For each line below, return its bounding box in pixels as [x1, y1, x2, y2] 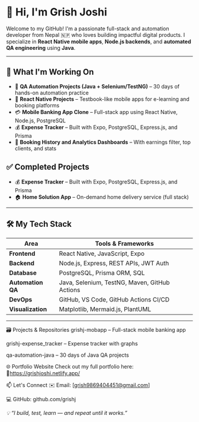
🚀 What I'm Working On [6, 67, 94, 77]
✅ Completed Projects [6, 162, 90, 172]
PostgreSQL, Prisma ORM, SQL [59, 269, 145, 277]
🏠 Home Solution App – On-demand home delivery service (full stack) [14, 193, 189, 201]
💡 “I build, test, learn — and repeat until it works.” [6, 410, 127, 417]
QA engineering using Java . [6, 44, 76, 51]
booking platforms [14, 101, 60, 109]
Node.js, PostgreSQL [14, 117, 66, 124]
